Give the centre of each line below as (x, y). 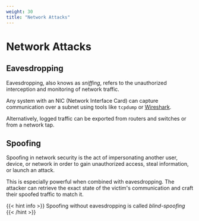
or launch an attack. (31, 171)
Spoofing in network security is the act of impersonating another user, (92, 157)
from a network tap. (30, 125)
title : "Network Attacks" (38, 17)
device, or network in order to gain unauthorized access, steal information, (97, 164)
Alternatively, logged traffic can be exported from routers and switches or (96, 118)
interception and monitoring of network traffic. (63, 89)
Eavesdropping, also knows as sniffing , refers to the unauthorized (87, 83)
